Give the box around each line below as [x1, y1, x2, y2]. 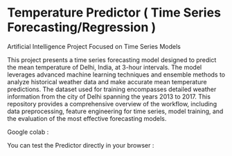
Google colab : [7, 128, 49, 136]
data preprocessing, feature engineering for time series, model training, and [7, 107, 224, 115]
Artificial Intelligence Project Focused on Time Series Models [7, 42, 181, 50]
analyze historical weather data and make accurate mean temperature [7, 77, 207, 86]
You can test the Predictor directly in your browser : [7, 141, 154, 149]
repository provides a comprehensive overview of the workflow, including [7, 99, 217, 108]
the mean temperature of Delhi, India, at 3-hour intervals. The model [7, 63, 202, 71]
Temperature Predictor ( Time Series [7, 5, 222, 21]
